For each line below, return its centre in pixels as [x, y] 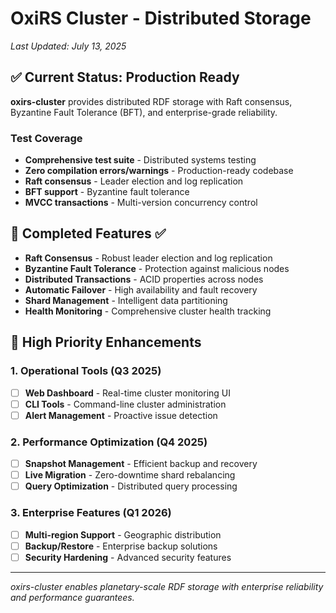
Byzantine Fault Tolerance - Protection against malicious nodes [157, 268]
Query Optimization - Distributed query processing [131, 486]
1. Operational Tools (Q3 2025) [86, 371]
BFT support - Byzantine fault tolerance [107, 192]
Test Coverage [46, 138]
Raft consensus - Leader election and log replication [134, 181]
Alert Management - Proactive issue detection [121, 415]
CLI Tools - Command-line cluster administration [125, 404]
